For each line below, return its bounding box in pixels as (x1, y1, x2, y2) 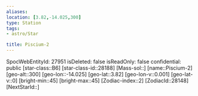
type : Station (6, 20, 42, 26)
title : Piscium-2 (6, 42, 49, 48)
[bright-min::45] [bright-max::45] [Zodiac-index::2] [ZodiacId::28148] (18, 77, 189, 84)
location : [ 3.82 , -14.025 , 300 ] (6, 14, 82, 20)
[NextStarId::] (6, 83, 40, 90)
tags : (6, 25, 20, 32)
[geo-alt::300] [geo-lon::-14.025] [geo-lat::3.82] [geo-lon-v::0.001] (6, 71, 170, 78)
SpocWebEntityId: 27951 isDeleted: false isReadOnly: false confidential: (6, 58, 181, 65)
